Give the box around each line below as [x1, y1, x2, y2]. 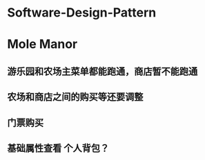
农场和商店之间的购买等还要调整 [7, 91, 144, 103]
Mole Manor [7, 37, 78, 52]
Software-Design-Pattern [7, 5, 157, 21]
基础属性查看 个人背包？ [7, 142, 109, 154]
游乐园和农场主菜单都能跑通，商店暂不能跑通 [7, 66, 198, 77]
